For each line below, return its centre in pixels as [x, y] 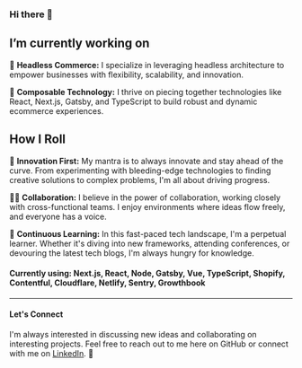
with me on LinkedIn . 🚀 [52, 353]
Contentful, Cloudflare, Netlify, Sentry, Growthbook [107, 283]
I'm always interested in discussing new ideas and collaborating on [133, 334]
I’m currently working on [80, 44]
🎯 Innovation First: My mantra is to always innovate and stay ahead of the [147, 161]
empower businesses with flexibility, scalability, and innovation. [127, 74]
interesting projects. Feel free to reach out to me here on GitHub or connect [149, 344]
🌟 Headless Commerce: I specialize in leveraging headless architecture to [147, 65]
